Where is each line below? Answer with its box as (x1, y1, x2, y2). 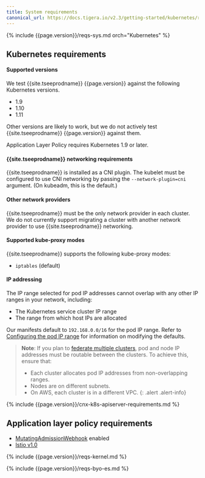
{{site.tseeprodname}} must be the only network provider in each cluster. (6, 209, 190, 217)
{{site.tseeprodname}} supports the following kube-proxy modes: (6, 250, 171, 257)
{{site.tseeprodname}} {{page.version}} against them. (6, 130, 142, 137)
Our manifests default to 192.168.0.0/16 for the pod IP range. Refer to (6, 326, 182, 333)
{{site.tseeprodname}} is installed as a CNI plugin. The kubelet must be (6, 169, 185, 176)
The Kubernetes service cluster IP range (15, 307, 117, 315)
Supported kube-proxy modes (6, 237, 85, 244)
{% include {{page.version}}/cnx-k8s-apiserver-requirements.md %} (6, 400, 180, 408)
